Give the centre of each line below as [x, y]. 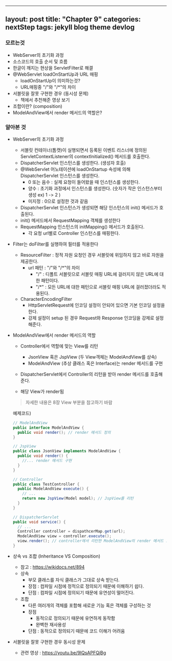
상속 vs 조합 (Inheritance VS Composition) [57, 556]
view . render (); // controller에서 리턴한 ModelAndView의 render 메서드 [91, 541]
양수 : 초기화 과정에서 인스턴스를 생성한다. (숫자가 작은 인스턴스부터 [95, 188]
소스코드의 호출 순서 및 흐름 [40, 61]
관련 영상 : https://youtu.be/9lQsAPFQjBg [63, 652]
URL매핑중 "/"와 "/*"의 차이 [48, 87]
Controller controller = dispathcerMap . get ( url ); [71, 532]
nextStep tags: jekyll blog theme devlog [70, 27]
